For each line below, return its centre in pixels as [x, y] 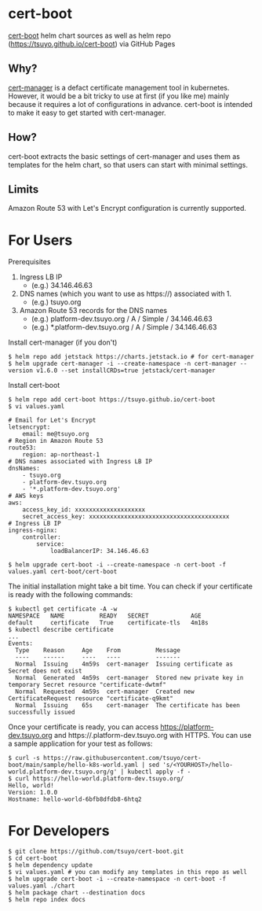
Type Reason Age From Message [98, 651]
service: [51, 544]
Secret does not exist [45, 671]
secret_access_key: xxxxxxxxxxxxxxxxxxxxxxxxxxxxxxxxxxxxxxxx [126, 517]
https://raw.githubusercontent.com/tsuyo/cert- [122, 758]
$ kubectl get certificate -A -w [63, 609]
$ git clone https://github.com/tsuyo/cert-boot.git [96, 852]
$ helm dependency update [50, 865]
